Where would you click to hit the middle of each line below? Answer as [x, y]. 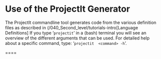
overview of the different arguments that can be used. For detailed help [78, 38]
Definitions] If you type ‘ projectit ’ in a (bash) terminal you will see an [76, 33]
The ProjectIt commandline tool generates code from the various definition [81, 22]
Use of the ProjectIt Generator [68, 9]
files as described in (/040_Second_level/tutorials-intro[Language [72, 27]
